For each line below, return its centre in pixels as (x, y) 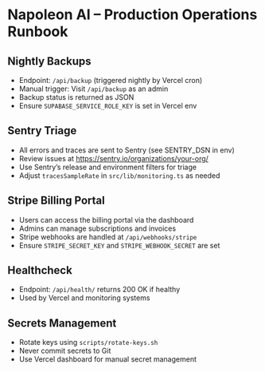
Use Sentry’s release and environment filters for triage (107, 167)
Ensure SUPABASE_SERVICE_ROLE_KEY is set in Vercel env (108, 106)
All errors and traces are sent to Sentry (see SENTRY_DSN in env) (127, 150)
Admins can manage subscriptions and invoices (97, 228)
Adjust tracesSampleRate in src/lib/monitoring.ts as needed (119, 175)
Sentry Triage (42, 131)
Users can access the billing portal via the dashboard (106, 220)
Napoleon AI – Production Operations (132, 15)
